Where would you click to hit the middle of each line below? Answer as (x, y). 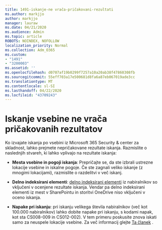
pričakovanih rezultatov (54, 129)
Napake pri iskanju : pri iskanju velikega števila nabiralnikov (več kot (80, 207)
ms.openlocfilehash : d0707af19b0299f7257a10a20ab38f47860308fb (70, 73)
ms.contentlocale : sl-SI (30, 86)
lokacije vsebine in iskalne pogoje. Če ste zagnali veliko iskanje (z (77, 168)
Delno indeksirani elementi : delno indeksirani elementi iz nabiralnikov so (85, 182)
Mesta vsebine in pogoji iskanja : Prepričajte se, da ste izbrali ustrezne (82, 162)
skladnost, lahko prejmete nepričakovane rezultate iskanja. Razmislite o (76, 148)
